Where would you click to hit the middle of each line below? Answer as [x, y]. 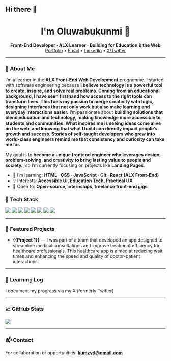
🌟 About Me [20, 69]
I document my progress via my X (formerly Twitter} [60, 291]
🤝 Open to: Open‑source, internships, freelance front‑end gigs [80, 186]
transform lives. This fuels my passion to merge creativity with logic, [79, 101]
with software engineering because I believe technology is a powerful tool [84, 85]
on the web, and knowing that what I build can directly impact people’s [81, 128]
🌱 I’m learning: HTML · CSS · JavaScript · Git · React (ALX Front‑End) [86, 175]
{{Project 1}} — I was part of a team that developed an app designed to [88, 240]
